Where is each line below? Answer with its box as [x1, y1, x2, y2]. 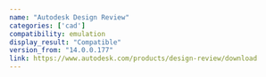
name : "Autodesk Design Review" [9, 12, 129, 22]
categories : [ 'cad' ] [9, 21, 87, 30]
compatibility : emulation [9, 29, 105, 38]
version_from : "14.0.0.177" [9, 46, 114, 55]
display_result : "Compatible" [9, 37, 122, 47]
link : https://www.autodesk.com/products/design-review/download [9, 54, 257, 63]
